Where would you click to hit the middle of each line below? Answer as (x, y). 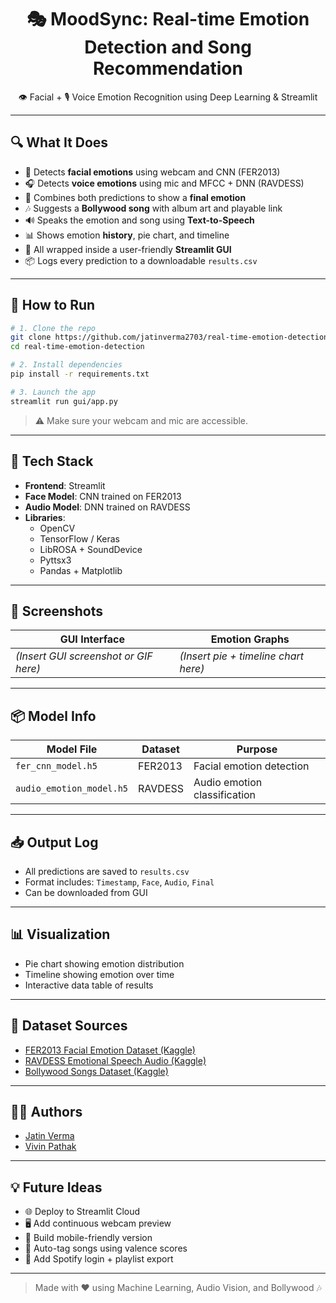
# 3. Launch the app (53, 392)
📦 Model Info (53, 716)
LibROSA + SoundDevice (91, 549)
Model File (72, 749)
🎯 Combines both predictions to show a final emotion (135, 197)
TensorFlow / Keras (79, 538)
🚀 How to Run (53, 305)
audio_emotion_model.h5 (72, 789)
